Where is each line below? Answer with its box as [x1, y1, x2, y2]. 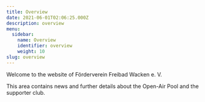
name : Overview [17, 37, 56, 43]
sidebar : [12, 32, 34, 38]
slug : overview [6, 54, 45, 60]
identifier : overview [17, 43, 72, 49]
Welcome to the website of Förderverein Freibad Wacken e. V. [6, 70, 162, 78]
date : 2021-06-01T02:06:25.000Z [6, 15, 89, 21]
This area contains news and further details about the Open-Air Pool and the [6, 83, 199, 90]
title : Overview [6, 8, 48, 15]
